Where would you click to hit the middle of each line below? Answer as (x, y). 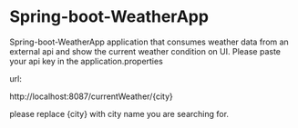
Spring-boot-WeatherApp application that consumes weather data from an (149, 42)
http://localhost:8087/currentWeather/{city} (91, 96)
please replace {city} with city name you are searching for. (119, 113)
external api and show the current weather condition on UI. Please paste (145, 51)
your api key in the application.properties (87, 61)
